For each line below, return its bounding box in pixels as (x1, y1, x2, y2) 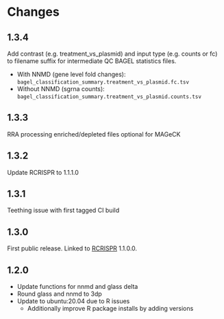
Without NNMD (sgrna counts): (16, 85, 105, 93)
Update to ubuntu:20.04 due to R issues (16, 297, 130, 305)
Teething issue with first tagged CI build (7, 206, 120, 215)
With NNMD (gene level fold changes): (16, 70, 126, 78)
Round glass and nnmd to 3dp (16, 290, 103, 298)
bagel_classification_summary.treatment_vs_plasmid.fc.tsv (16, 79, 190, 86)
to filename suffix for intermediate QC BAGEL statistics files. (7, 57, 177, 65)
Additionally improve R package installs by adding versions (27, 305, 194, 313)
